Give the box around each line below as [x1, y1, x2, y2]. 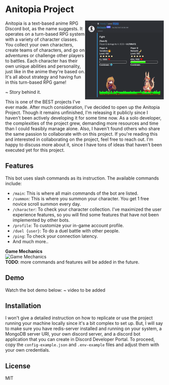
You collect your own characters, [5, 41, 74, 47]
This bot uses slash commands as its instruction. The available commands [5, 175, 159, 181]
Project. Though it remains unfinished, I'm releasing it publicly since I [5, 109, 148, 116]
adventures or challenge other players [5, 52, 84, 59]
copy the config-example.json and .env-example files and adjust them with [5, 342, 159, 348]
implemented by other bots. [12, 217, 70, 223]
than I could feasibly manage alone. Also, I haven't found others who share [5, 125, 160, 132]
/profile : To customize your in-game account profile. [12, 222, 124, 228]
